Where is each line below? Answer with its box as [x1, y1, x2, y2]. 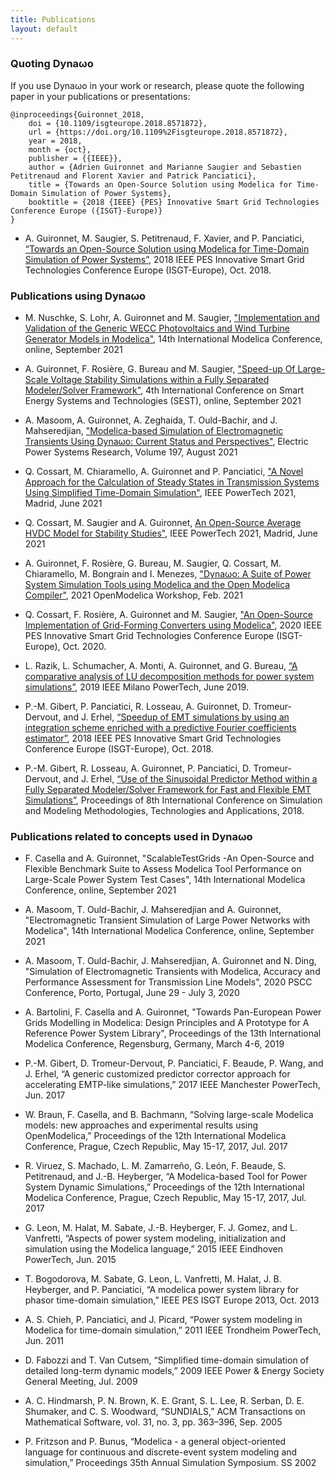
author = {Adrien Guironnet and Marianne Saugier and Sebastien [28, 162, 302, 172]
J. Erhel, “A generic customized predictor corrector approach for [24, 1068, 291, 1080]
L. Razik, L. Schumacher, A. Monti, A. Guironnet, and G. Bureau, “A [24, 660, 298, 672]
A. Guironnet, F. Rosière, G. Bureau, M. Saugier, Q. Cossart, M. [24, 557, 282, 570]
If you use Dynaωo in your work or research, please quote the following [10, 79, 305, 91]
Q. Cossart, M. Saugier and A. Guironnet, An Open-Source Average [24, 517, 302, 529]
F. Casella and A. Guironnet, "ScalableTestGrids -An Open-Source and [24, 852, 315, 865]
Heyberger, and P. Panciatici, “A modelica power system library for [24, 1284, 300, 1296]
